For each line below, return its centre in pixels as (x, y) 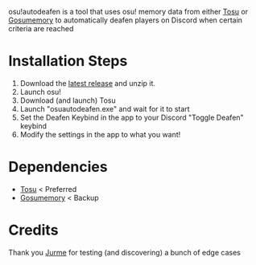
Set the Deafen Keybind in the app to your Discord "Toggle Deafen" (132, 117)
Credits (33, 230)
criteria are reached (41, 29)
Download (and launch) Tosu (68, 100)
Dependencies (58, 167)
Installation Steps (68, 61)
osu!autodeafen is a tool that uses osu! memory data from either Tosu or (128, 12)
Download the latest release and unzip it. (87, 83)
